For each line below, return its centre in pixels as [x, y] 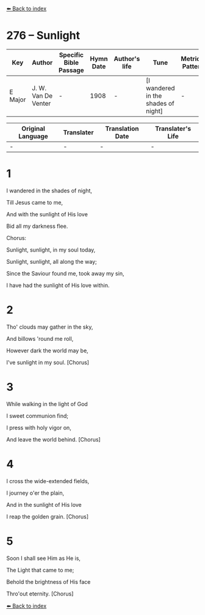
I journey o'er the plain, [35, 493]
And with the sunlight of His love [47, 214]
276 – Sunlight [43, 36]
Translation [122, 128]
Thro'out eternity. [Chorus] [40, 594]
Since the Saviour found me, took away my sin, [65, 273]
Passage [71, 70]
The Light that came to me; [40, 570]
